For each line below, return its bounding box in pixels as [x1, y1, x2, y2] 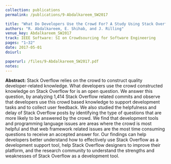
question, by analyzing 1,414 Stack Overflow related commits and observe [5, 93, 160, 100]
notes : [5, 63, 19, 69]
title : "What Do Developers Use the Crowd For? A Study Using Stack [5, 21, 154, 26]
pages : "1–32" [5, 40, 36, 46]
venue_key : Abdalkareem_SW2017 [5, 31, 72, 36]
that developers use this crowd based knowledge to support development [5, 99, 160, 105]
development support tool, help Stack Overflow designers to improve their [5, 142, 161, 148]
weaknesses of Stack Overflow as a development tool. [5, 153, 120, 159]
